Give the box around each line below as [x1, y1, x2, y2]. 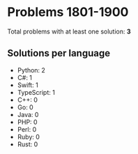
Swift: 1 [17, 81, 38, 89]
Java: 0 [17, 110, 39, 118]
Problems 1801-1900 [7, 4, 129, 20]
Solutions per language [7, 47, 111, 59]
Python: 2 [17, 66, 45, 74]
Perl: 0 [17, 125, 37, 133]
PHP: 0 [17, 118, 38, 126]
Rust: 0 [17, 140, 38, 148]
